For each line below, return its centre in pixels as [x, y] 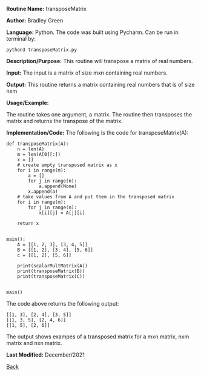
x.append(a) [43, 192]
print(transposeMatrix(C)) [51, 277]
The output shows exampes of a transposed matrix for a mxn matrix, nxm [98, 337]
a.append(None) [58, 186]
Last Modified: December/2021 [45, 355]
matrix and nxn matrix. [34, 343]
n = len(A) [31, 149]
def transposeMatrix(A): [38, 144]
